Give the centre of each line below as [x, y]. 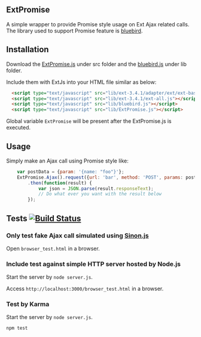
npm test [17, 328]
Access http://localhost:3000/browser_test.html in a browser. [85, 289]
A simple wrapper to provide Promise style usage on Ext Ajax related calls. [98, 24]
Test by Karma [28, 304]
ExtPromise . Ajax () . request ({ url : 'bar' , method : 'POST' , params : [100, 177]
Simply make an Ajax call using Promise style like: [67, 161]
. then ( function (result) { [60, 183]
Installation [28, 49]
